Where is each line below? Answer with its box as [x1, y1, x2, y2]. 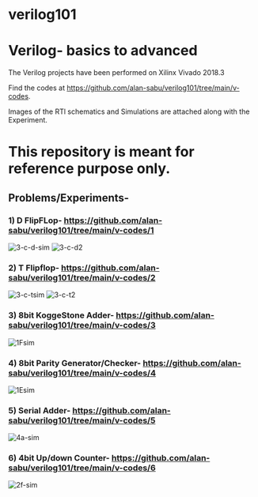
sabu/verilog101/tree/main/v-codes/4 [8, 367, 157, 378]
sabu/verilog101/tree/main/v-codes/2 [8, 272, 156, 283]
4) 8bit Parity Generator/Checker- [8, 357, 141, 368]
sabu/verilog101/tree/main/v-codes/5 [8, 415, 156, 426]
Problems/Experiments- [8, 191, 129, 205]
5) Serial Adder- [8, 405, 71, 416]
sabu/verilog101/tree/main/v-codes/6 [8, 462, 156, 473]
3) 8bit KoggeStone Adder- [8, 310, 115, 321]
